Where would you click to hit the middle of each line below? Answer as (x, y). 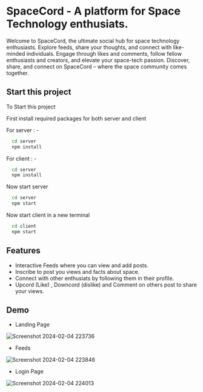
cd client (24, 226)
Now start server (27, 187)
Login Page (29, 371)
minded (16, 53)
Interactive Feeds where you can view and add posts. (82, 265)
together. (18, 73)
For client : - (22, 158)
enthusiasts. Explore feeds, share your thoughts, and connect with (89, 47)
